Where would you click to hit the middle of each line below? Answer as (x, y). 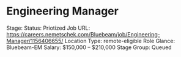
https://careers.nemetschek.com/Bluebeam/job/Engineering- (83, 34)
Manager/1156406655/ (35, 41)
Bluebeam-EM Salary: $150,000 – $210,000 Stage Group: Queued (89, 47)
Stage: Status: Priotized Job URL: (48, 28)
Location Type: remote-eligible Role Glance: (120, 41)
